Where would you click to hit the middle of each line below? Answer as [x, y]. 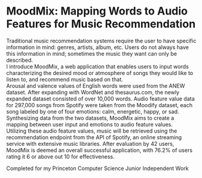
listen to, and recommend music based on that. [65, 79]
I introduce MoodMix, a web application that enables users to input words [97, 66]
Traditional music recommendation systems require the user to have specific [101, 41]
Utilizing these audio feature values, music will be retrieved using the [92, 131]
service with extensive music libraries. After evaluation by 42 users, [90, 143]
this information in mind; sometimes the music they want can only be [92, 53]
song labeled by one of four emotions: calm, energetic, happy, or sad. [93, 111]
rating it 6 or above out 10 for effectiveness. [61, 156]
